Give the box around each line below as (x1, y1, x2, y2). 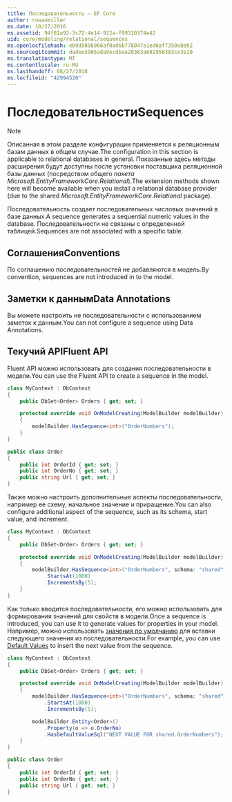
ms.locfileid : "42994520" (7, 74, 81, 82)
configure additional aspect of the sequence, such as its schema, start (7, 508, 208, 515)
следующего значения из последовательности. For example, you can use (7, 633, 221, 642)
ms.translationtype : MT (7, 55, 76, 62)
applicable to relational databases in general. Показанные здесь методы (7, 155, 216, 163)
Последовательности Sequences (7, 104, 204, 120)
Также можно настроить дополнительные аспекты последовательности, (7, 493, 223, 501)
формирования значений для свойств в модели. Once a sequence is (7, 612, 206, 620)
